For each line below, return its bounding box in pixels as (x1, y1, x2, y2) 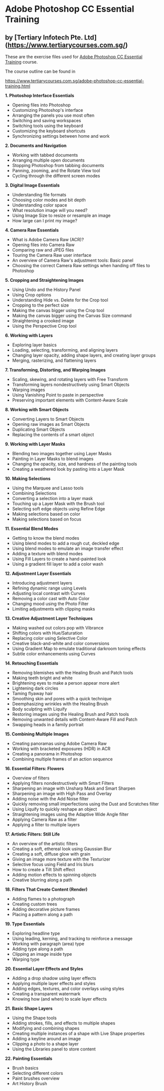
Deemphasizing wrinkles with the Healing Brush (12, 701, 109, 707)
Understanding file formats (12, 192, 67, 197)
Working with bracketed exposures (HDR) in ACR (12, 746, 111, 752)
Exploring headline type (12, 930, 60, 936)
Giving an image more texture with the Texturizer (12, 856, 111, 862)
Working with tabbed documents (12, 152, 78, 158)
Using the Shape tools (12, 1015, 57, 1021)
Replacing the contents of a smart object (12, 432, 94, 438)
